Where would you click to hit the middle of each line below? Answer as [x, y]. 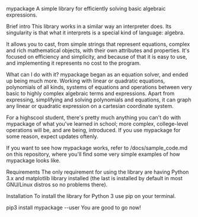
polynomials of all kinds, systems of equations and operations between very [99, 87]
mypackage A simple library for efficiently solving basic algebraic [86, 9]
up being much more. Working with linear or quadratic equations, [86, 81]
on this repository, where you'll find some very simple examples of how [93, 154]
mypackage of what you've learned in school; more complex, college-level [97, 124]
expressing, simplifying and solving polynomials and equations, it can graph [99, 100]
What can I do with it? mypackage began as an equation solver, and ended [97, 74]
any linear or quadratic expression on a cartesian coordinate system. [90, 106]
